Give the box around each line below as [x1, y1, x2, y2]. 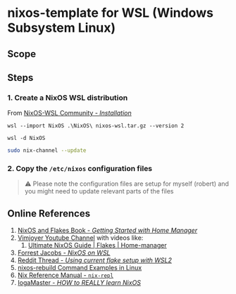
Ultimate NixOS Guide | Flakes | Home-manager [27, 241, 167, 250]
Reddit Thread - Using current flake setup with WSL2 [17, 256, 173, 264]
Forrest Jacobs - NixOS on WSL [17, 248, 111, 257]
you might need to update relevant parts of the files [24, 187, 174, 196]
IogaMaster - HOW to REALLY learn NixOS [17, 279, 142, 287]
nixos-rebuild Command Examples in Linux [17, 264, 142, 272]
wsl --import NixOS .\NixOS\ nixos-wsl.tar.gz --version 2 [7, 122, 185, 129]
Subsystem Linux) [7, 20, 116, 36]
